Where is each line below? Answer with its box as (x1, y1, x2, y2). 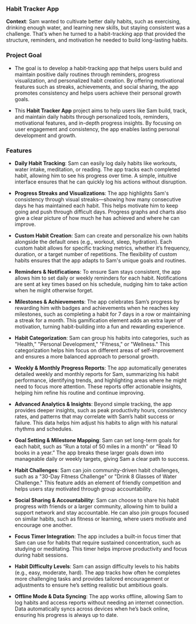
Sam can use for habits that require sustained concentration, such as (14, 539, 181, 546)
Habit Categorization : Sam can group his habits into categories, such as (14, 334, 190, 341)
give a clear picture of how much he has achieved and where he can (14, 214, 180, 221)
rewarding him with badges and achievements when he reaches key (14, 304, 179, 311)
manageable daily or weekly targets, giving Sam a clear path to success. (14, 455, 190, 462)
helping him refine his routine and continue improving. (14, 389, 145, 396)
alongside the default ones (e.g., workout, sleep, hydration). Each (14, 238, 173, 245)
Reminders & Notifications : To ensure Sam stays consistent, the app (14, 268, 181, 275)
